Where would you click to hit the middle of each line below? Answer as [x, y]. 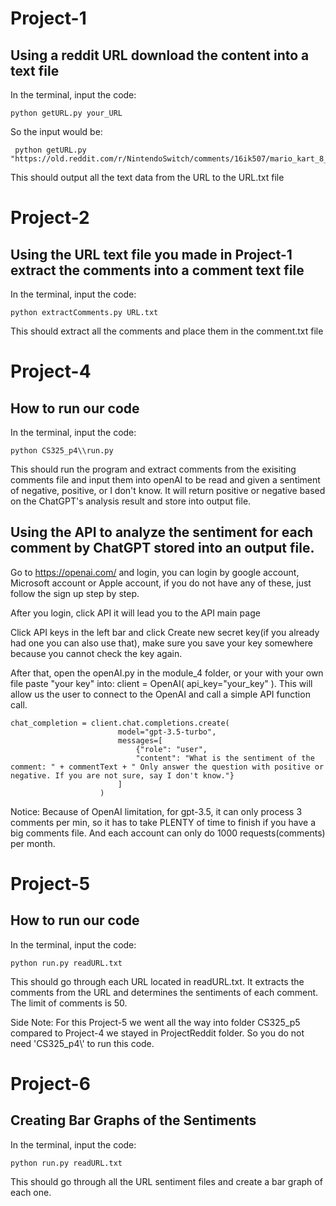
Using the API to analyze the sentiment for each [162, 532]
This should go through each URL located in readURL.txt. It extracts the [157, 981]
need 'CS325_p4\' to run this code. [82, 1043]
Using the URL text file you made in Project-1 [151, 254]
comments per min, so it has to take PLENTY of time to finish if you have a [163, 822]
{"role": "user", [171, 749]
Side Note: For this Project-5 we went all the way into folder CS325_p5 [155, 1022]
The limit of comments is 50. [69, 1003]
